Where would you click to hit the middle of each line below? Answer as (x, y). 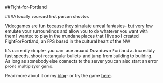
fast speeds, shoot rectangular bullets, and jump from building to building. (79, 56)
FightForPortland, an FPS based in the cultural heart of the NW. (68, 41)
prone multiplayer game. (29, 66)
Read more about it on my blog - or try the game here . (58, 75)
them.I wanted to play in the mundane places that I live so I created (72, 36)
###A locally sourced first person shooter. (47, 16)
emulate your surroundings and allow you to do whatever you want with (76, 31)
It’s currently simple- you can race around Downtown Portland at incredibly (80, 51)
